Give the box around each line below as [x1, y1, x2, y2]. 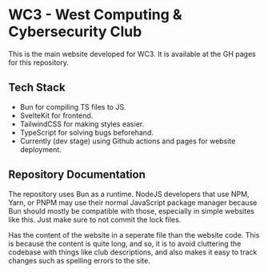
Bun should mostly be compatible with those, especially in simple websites [8, 206, 254, 215]
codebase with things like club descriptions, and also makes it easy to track [8, 247, 258, 257]
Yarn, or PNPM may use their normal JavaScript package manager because [8, 198, 258, 207]
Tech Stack [8, 81, 66, 94]
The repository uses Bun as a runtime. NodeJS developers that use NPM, [8, 189, 250, 199]
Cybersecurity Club [8, 22, 142, 41]
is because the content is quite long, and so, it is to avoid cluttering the [8, 239, 242, 248]
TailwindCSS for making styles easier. [19, 118, 145, 129]
